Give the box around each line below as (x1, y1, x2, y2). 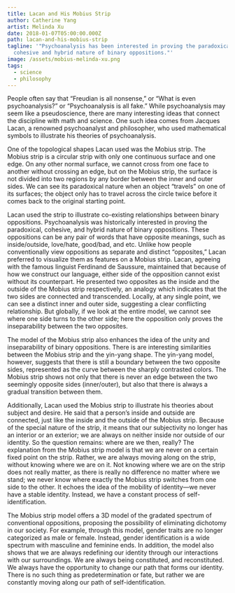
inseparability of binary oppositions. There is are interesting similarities (7, 343, 211, 352)
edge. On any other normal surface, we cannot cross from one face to (7, 160, 209, 169)
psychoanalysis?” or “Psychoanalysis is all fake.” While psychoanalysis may (7, 102, 226, 110)
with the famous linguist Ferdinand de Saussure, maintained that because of (7, 263, 227, 271)
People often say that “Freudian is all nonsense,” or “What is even (7, 94, 196, 103)
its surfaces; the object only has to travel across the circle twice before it (7, 190, 218, 198)
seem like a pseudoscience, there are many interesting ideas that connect (7, 109, 220, 117)
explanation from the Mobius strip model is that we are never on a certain (7, 445, 219, 455)
